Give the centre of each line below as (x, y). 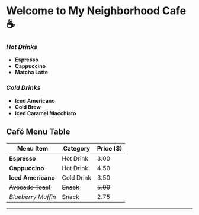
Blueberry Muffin (33, 197)
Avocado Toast (30, 187)
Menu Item (33, 148)
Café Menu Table (38, 132)
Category (77, 148)
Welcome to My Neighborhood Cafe (96, 11)
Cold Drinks (23, 88)
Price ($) (110, 148)
